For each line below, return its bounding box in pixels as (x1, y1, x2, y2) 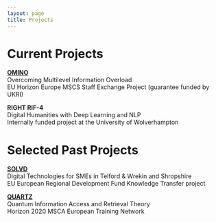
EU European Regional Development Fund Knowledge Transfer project (7, 180, 206, 188)
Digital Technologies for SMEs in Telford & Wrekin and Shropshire (7, 172, 192, 180)
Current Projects (7, 46, 104, 62)
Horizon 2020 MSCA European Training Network (7, 207, 145, 216)
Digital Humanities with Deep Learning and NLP (7, 111, 141, 119)
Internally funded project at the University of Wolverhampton (7, 118, 179, 127)
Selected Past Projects (7, 142, 139, 158)
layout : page (7, 10, 45, 17)
